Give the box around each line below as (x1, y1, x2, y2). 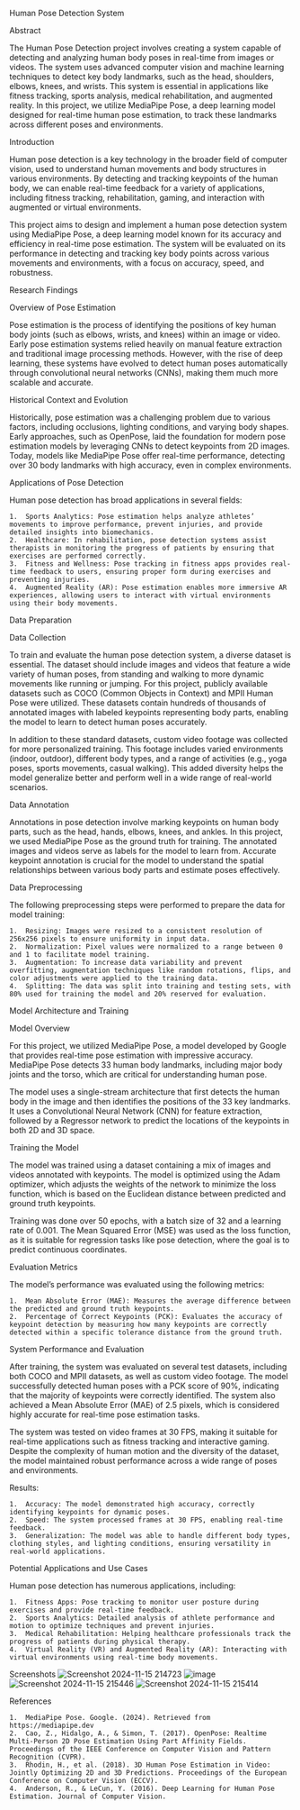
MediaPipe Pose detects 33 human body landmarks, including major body (9, 1060, 283, 1070)
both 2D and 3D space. (9, 1125, 95, 1135)
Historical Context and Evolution (9, 395, 128, 405)
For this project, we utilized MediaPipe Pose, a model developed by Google (9, 1041, 287, 1051)
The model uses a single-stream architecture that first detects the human (9, 1087, 280, 1097)
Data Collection (9, 632, 66, 642)
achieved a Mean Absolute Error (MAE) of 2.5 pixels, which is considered (9, 1400, 280, 1410)
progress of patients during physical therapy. (9, 1637, 191, 1646)
